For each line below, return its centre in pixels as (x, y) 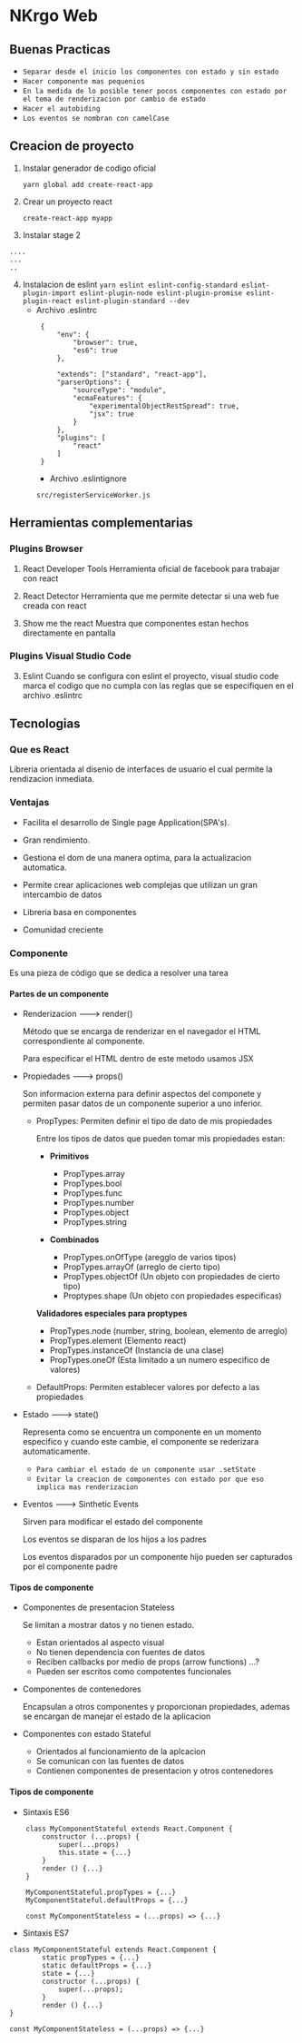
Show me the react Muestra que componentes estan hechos (136, 623)
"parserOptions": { (93, 382)
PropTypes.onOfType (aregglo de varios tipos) (150, 1258)
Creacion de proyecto (72, 146)
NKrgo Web (54, 16)
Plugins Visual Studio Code (70, 656)
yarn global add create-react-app (88, 184)
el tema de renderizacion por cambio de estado (114, 99)
